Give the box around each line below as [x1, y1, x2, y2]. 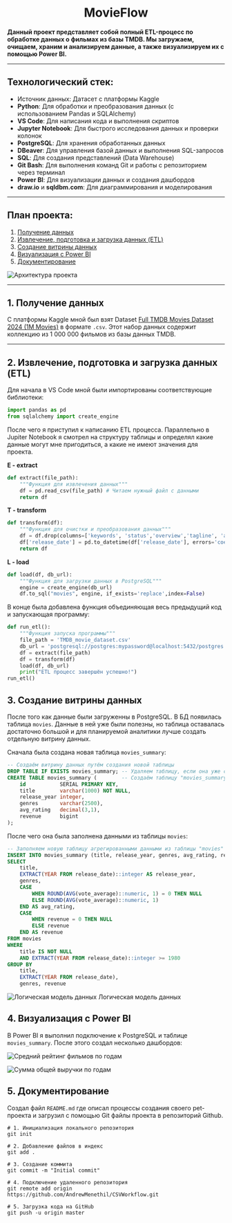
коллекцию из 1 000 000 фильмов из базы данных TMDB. [7, 330, 176, 338]
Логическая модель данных [98, 993, 182, 1001]
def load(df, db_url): [7, 571, 72, 578]
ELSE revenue [32, 922, 70, 930]
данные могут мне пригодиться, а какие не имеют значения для [7, 440, 198, 448]
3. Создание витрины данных [7, 694, 143, 706]
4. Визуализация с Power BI [7, 1013, 131, 1024]
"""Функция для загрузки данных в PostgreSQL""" [19, 578, 162, 585]
